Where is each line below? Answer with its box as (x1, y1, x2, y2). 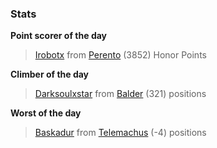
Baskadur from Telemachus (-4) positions (34, 127, 207, 139)
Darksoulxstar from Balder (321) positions (34, 88, 207, 100)
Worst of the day (10, 107, 82, 119)
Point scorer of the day (10, 30, 108, 42)
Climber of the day (10, 68, 90, 81)
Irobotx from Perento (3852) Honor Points (34, 49, 207, 61)
